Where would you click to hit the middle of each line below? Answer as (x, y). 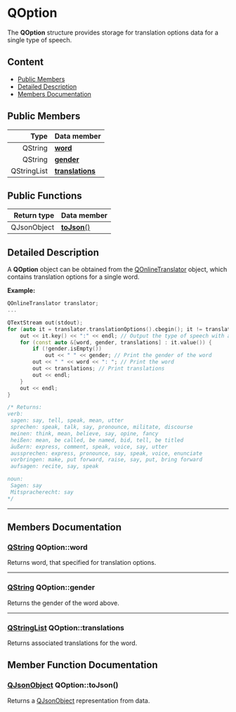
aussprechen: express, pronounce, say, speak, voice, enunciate (106, 453)
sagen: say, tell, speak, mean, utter (67, 420)
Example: (21, 291)
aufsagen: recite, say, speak (54, 466)
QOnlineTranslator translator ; (53, 304)
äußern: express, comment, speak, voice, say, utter (89, 446)
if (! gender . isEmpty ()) (67, 349)
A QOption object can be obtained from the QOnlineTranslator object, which (117, 270)
